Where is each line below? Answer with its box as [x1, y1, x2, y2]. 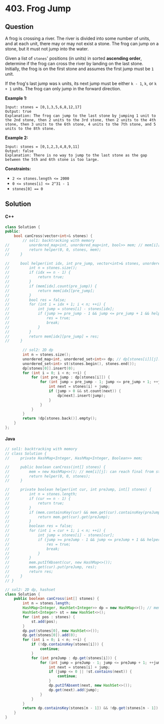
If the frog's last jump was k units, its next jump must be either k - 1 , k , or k [5, 80, 157, 86]
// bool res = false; [5, 297, 67, 302]
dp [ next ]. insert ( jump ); [57, 393, 106, 398]
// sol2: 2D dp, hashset [5, 587, 56, 592]
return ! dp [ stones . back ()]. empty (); [22, 416, 97, 421]
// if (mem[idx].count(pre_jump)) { [5, 284, 97, 288]
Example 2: [5, 135, 28, 140]
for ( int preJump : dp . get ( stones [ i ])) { [31, 655, 117, 660]
